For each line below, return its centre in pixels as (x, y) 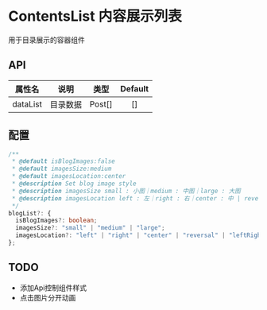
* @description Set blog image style (74, 184)
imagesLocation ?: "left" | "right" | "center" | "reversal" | (120, 235)
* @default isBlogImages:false (63, 161)
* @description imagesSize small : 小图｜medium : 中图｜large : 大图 (126, 191)
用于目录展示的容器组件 (46, 40)
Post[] (101, 104)
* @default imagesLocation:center (69, 176)
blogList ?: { (30, 213)
